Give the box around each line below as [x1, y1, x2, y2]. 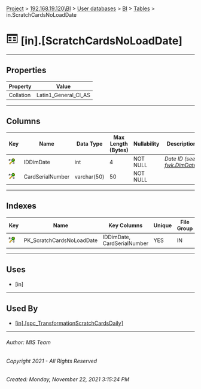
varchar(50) [74, 173, 105, 180]
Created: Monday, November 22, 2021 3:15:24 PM [6, 376, 130, 383]
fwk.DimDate [164, 162, 197, 169]
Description [166, 140, 197, 147]
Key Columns [108, 222, 143, 229]
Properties [6, 65, 47, 75]
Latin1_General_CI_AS [36, 92, 91, 99]
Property [8, 83, 32, 90]
